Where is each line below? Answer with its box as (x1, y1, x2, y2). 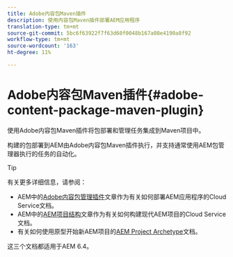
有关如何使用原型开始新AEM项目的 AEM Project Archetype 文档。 (17, 227, 202, 235)
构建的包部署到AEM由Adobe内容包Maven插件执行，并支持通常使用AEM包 (7, 140, 219, 149)
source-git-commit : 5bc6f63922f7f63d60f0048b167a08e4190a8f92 (7, 29, 191, 37)
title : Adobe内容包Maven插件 (7, 10, 87, 17)
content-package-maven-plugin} (7, 102, 204, 118)
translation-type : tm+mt (7, 23, 79, 30)
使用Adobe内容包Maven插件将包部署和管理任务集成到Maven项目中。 (7, 126, 205, 134)
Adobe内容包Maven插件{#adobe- (7, 88, 204, 103)
